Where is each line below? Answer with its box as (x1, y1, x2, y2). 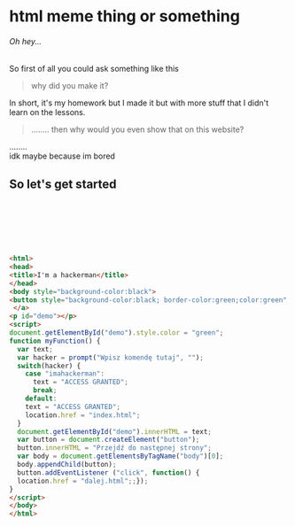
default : (25, 394, 58, 404)
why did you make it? (30, 81, 109, 91)
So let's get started (9, 176, 117, 191)
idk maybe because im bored (9, 151, 115, 161)
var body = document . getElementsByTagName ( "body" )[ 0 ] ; (17, 452, 224, 461)
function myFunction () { (9, 336, 101, 345)
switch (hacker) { (17, 361, 82, 370)
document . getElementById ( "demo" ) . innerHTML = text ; (17, 427, 213, 436)
